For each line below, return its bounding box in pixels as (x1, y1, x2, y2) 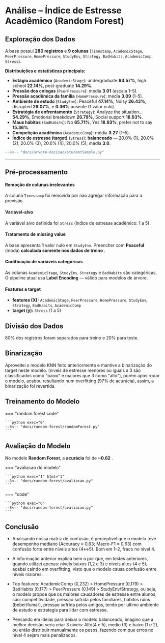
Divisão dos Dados (5, 322, 64, 330)
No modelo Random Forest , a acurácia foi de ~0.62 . (5, 455, 113, 461)
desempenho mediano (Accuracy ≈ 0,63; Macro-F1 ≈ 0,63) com (12, 541, 142, 547)
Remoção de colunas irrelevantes (5, 182, 75, 187)
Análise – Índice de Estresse (5, 5, 122, 16)
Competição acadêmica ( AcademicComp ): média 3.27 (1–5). (12, 130, 130, 135)
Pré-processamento (5, 168, 68, 177)
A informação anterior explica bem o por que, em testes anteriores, (12, 556, 148, 562)
